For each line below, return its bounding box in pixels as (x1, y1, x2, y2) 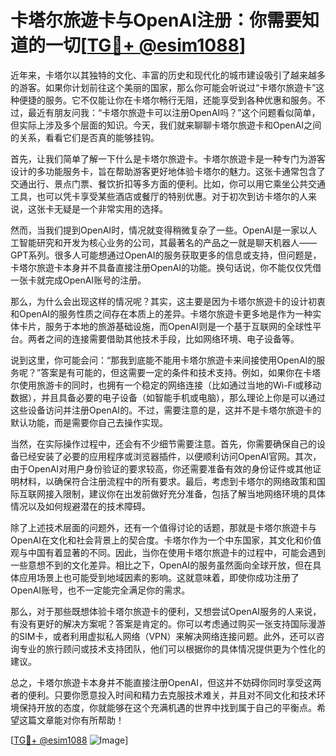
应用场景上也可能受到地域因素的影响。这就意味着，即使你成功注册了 (18, 571, 300, 583)
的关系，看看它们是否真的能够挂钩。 (10, 131, 160, 143)
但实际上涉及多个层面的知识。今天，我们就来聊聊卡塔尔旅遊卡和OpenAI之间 (10, 119, 322, 131)
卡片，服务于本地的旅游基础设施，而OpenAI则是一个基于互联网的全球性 (18, 320, 313, 332)
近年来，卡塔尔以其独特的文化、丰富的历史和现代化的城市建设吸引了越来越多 (10, 69, 326, 81)
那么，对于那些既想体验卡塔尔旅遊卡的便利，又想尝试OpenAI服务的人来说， (10, 605, 322, 617)
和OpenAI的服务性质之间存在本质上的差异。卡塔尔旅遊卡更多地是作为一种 (10, 307, 313, 320)
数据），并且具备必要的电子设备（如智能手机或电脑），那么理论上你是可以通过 (10, 391, 326, 403)
